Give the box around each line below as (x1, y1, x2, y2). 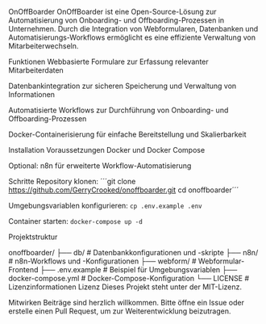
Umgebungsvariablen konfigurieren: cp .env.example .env (8, 201, 203, 210)
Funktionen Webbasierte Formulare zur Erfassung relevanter (8, 57, 210, 66)
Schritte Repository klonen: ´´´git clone (8, 177, 136, 186)
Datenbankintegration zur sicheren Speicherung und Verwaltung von (8, 81, 237, 90)
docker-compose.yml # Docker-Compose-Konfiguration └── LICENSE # (8, 274, 250, 283)
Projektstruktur (8, 232, 58, 242)
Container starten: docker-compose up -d (8, 217, 143, 225)
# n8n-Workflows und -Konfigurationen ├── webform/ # (8, 256, 197, 266)
